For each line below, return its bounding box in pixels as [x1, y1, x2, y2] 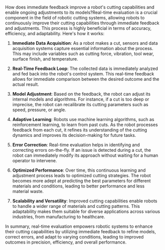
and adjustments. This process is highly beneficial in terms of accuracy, [5, 25, 152, 31]
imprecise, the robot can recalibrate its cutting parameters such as [12, 102, 149, 107]
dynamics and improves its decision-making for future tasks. [12, 132, 136, 138]
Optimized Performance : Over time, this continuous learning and [12, 167, 146, 173]
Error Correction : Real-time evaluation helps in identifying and [12, 142, 140, 148]
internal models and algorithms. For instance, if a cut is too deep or [12, 96, 150, 102]
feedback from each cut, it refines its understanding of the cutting [12, 127, 147, 133]
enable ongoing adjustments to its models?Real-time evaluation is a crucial [5, 9, 158, 15]
